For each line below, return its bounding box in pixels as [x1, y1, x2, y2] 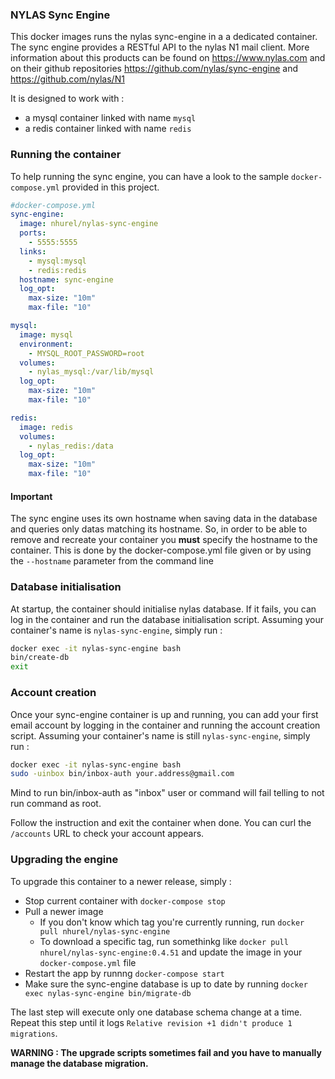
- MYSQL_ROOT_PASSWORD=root [28, 348, 145, 358]
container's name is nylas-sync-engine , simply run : [10, 624, 223, 636]
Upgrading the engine [10, 853, 119, 867]
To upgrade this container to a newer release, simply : [10, 875, 232, 887]
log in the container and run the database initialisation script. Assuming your [10, 613, 324, 625]
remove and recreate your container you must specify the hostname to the [10, 534, 318, 546]
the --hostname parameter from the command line [10, 555, 214, 567]
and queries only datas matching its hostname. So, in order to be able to [10, 523, 308, 535]
